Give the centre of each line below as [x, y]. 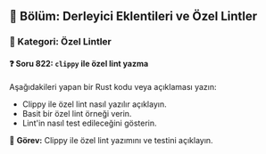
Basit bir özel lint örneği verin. [77, 113]
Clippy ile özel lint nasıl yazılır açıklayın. [94, 104]
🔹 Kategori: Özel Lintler [60, 42]
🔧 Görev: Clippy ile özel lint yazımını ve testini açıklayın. [111, 140]
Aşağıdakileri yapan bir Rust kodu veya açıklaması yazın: [113, 86]
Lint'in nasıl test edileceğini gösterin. [89, 123]
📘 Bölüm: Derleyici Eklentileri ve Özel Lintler [133, 16]
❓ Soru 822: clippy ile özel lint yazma [79, 63]
